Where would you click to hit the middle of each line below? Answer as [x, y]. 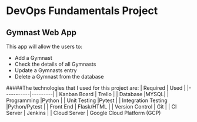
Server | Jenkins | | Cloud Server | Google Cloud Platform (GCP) [84, 113]
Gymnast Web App [41, 33]
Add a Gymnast [34, 58]
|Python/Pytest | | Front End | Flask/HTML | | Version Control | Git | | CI [91, 106]
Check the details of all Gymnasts [55, 64]
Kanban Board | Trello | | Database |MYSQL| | [114, 94]
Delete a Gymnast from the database [59, 77]
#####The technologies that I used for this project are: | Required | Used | [96, 88]
